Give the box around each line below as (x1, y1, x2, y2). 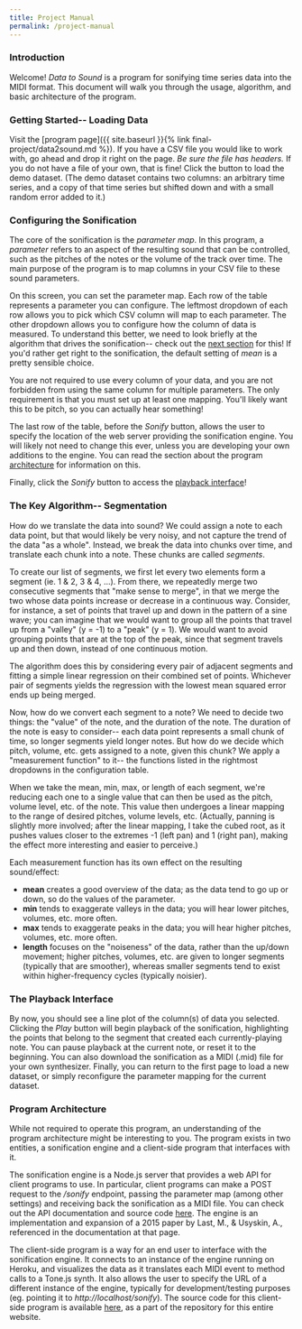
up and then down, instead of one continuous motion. (9, 642, 209, 654)
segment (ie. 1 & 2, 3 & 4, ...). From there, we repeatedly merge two (9, 576, 259, 586)
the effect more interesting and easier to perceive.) (9, 839, 198, 850)
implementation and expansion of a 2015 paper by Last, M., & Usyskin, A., (9, 1217, 283, 1228)
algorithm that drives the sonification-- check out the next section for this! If (9, 338, 292, 349)
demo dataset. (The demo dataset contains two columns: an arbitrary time (9, 172, 286, 183)
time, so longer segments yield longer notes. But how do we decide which (9, 735, 284, 746)
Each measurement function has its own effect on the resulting (9, 856, 243, 867)
